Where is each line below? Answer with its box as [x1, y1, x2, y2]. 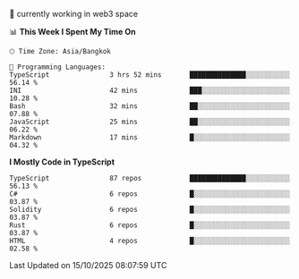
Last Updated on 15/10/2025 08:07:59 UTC [9, 260, 167, 270]
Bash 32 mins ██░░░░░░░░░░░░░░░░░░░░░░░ [9, 102, 291, 111]
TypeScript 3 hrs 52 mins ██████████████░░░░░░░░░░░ [9, 71, 291, 80]
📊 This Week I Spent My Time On [9, 27, 136, 37]
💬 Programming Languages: [9, 63, 106, 72]
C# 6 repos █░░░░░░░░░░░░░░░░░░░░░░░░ [9, 190, 291, 199]
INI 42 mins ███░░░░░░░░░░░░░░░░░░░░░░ [9, 86, 291, 95]
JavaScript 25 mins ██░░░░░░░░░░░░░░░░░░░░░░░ [9, 117, 291, 126]
